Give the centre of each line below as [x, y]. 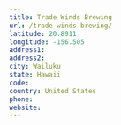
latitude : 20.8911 [43, 33]
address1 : [27, 50]
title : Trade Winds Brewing [61, 17]
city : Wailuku [35, 67]
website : [25, 107]
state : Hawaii [35, 75]
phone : [21, 99]
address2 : [27, 58]
